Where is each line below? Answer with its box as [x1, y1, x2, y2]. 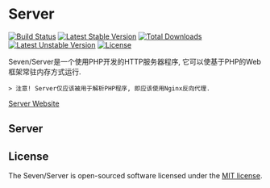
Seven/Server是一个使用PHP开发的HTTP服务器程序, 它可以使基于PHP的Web [8, 56, 262, 66]
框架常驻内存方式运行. [8, 66, 82, 77]
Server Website [8, 98, 60, 108]
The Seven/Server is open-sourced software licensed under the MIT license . [8, 171, 263, 181]
